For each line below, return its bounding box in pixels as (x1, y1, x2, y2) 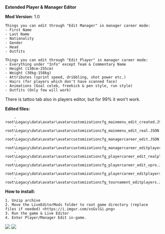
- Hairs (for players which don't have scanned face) (5, 79, 118, 84)
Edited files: (5, 106, 30, 112)
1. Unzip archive (5, 198, 41, 203)
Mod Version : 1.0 (5, 14, 40, 19)
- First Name (5, 28, 32, 32)
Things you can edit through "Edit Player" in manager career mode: (5, 58, 148, 62)
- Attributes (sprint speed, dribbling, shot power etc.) (5, 75, 126, 80)
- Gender (5, 40, 23, 45)
